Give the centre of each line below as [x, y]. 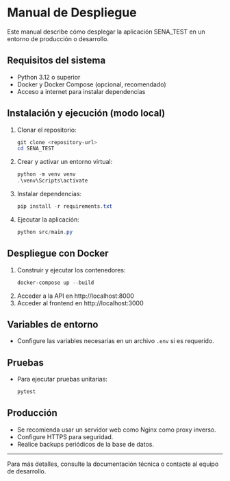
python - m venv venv [46, 174]
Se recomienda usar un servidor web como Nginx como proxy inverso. [117, 430]
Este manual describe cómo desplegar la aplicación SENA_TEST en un [106, 32]
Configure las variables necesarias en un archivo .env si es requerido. [115, 341]
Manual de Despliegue [72, 13]
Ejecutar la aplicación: [48, 219]
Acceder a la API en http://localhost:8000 [76, 296]
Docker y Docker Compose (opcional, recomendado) [91, 84]
